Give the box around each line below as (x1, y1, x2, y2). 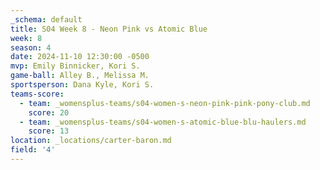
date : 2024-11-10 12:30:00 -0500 (10, 52, 150, 62)
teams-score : (10, 89, 65, 99)
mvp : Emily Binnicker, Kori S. (10, 61, 141, 71)
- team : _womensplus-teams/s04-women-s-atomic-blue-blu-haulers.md (19, 117, 307, 127)
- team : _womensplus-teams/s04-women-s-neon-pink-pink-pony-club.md (19, 98, 311, 108)
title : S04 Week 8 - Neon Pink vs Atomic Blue (10, 24, 208, 34)
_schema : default (10, 14, 83, 25)
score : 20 (28, 107, 70, 118)
